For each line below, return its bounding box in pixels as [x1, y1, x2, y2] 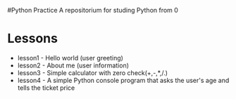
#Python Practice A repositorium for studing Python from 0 [7, 6, 178, 14]
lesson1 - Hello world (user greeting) [17, 53, 123, 62]
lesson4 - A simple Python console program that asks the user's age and [17, 76, 230, 84]
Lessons [7, 31, 58, 46]
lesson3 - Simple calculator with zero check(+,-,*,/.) [17, 68, 168, 77]
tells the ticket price [17, 84, 75, 92]
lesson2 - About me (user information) [17, 61, 129, 70]
